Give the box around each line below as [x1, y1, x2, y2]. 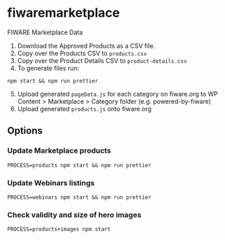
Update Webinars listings [7, 178, 95, 188]
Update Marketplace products [7, 146, 112, 155]
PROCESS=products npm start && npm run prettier [7, 162, 152, 169]
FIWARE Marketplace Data [7, 28, 83, 36]
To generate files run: [17, 64, 80, 72]
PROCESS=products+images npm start [7, 226, 111, 233]
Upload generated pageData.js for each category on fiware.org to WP [17, 90, 219, 98]
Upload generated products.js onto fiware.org [17, 104, 152, 113]
